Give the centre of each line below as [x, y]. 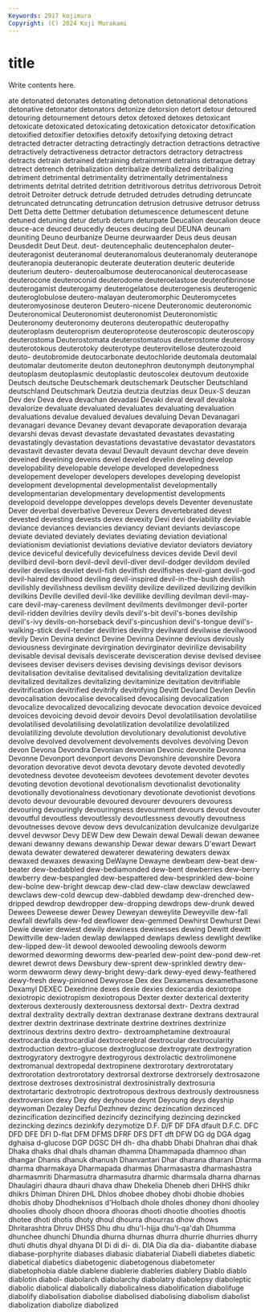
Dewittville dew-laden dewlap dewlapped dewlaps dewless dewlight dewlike [135, 938]
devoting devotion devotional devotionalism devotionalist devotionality [124, 784]
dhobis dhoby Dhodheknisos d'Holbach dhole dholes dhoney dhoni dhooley [134, 1203]
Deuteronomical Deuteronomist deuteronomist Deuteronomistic [113, 314]
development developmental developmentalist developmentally [113, 485]
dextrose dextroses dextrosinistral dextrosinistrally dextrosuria [112, 1083]
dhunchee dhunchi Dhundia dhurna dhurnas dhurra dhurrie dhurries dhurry [133, 1237]
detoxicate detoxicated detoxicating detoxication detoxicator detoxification [132, 126]
